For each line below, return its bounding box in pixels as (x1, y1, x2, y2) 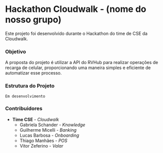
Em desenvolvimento (5, 93, 46, 99)
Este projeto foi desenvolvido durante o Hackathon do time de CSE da (5, 30, 148, 36)
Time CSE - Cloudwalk (12, 116, 59, 122)
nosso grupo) (5, 14, 62, 25)
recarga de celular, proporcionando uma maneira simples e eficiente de (5, 65, 151, 71)
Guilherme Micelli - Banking (19, 127, 77, 133)
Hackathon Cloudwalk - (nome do (5, 3, 147, 15)
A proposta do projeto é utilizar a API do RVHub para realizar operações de (5, 60, 159, 66)
